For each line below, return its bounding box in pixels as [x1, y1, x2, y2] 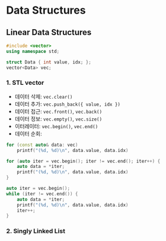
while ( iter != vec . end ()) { [6, 191, 78, 196]
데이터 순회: [14, 130, 43, 137]
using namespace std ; [6, 48, 60, 54]
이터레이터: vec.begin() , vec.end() [14, 122, 98, 129]
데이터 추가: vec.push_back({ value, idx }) [14, 100, 120, 107]
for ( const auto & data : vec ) [6, 142, 78, 148]
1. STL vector [6, 78, 44, 87]
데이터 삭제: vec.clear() [14, 93, 73, 100]
